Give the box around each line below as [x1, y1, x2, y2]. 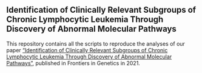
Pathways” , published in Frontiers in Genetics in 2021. [6, 59, 141, 66]
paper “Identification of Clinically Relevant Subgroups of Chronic [6, 46, 168, 54]
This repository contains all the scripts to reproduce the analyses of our [6, 40, 185, 47]
